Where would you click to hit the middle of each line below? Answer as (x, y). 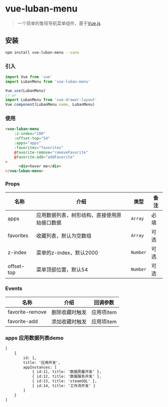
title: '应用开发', (42, 362)
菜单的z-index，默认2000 (67, 253)
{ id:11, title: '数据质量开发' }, (66, 372)
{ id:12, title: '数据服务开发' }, (66, 376)
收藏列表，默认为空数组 (64, 236)
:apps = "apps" (28, 143)
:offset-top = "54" (32, 138)
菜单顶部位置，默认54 (62, 270)
